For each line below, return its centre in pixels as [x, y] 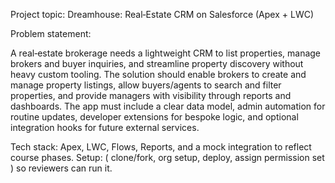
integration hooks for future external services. [105, 127]
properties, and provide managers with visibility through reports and [151, 95]
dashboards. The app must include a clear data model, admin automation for [168, 106]
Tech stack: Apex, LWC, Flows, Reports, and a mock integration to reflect [161, 147]
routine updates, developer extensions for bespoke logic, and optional [154, 117]
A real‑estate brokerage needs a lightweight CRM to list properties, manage [166, 53]
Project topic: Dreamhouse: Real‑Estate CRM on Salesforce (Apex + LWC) [162, 14]
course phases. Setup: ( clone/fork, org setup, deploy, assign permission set [167, 157]
